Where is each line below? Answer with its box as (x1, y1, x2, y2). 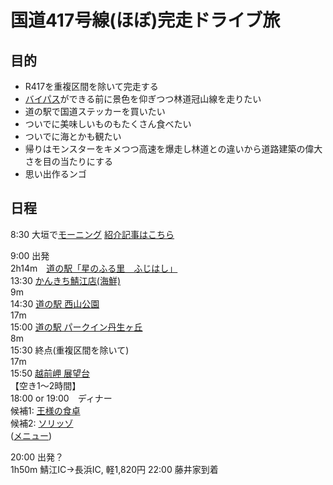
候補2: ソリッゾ (10, 417, 74, 429)
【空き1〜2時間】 (10, 379, 82, 391)
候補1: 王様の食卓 (10, 404, 81, 416)
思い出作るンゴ (24, 168, 87, 180)
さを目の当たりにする (24, 156, 113, 167)
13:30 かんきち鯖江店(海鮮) (10, 274, 122, 286)
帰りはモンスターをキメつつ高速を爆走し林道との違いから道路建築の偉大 (24, 143, 323, 155)
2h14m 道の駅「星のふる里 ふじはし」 (10, 262, 178, 274)
